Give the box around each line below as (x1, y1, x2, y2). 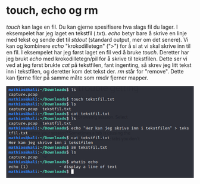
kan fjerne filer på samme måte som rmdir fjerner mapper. (6, 74, 149, 81)
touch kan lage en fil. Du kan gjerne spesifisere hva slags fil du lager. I (6, 23, 178, 30)
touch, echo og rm (6, 4, 98, 17)
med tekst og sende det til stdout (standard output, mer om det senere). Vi (6, 36, 189, 43)
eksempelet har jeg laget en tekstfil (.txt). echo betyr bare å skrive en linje (6, 29, 187, 36)
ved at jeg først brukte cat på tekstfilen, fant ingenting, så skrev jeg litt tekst (6, 61, 192, 69)
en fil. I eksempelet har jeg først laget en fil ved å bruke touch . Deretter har (6, 48, 189, 56)
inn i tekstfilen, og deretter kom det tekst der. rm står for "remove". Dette (6, 68, 184, 75)
